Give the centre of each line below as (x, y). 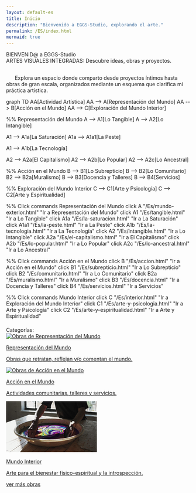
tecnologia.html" (26, 231)
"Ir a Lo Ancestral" (28, 250)
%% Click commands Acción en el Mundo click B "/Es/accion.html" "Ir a (93, 261)
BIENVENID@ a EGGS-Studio (41, 55)
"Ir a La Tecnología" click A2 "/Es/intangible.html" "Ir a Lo (116, 231)
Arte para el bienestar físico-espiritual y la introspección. (75, 472)
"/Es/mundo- (159, 206)
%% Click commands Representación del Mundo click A (74, 206)
